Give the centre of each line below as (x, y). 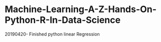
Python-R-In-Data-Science (63, 20)
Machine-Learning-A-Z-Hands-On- (81, 9)
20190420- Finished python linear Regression (52, 34)
